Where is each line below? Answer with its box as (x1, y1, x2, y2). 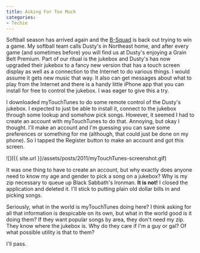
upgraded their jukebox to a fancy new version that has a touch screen (6, 62, 180, 69)
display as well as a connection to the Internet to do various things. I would (6, 68, 190, 75)
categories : (6, 14, 36, 20)
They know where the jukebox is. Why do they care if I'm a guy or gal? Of (6, 222, 187, 230)
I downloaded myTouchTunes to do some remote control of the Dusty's (6, 99, 181, 106)
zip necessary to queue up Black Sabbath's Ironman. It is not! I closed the (6, 179, 188, 186)
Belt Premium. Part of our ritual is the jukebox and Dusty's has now (6, 55, 171, 63)
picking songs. (6, 192, 42, 199)
